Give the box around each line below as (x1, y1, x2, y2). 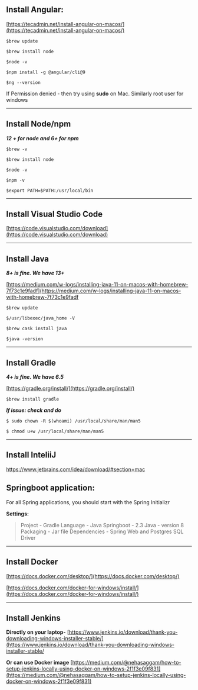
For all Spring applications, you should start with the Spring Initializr (6, 498, 170, 505)
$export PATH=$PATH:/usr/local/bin (6, 188, 94, 194)
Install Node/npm (6, 119, 71, 129)
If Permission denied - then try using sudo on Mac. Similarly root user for (6, 90, 184, 97)
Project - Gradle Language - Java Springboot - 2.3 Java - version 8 (20, 521, 184, 528)
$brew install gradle (6, 396, 60, 402)
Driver (20, 534, 36, 541)
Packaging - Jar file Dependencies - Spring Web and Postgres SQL (20, 528, 184, 535)
